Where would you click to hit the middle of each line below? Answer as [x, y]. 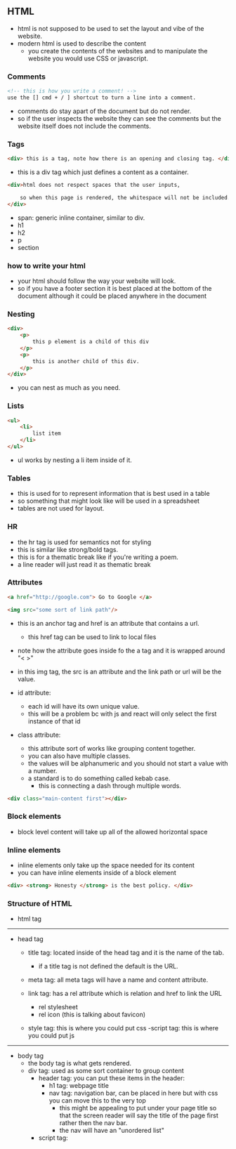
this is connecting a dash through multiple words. [110, 785]
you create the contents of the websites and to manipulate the [118, 51]
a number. [42, 770]
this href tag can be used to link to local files [92, 637]
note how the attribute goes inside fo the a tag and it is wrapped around [121, 650]
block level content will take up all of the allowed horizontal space [112, 832]
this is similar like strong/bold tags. [67, 549]
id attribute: [34, 692]
